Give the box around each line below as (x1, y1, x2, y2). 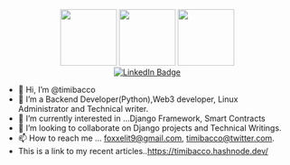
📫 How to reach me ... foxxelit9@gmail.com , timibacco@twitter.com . (17, 133, 276, 143)
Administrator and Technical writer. (17, 104, 149, 114)
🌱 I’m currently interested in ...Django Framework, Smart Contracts (17, 113, 266, 124)
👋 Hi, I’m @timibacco (17, 85, 97, 95)
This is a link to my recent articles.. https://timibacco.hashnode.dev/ (17, 146, 269, 156)
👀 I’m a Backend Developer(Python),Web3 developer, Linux (17, 94, 239, 105)
